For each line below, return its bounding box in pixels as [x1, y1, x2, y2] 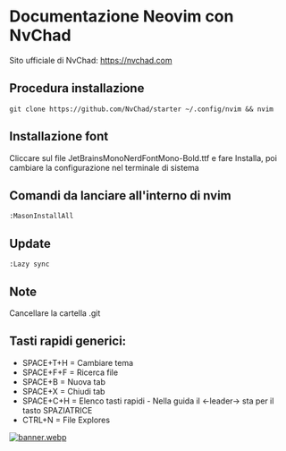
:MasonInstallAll [9, 212, 74, 221]
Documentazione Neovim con [9, 6, 234, 27]
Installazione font [9, 129, 109, 144]
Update [9, 235, 52, 251]
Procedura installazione [9, 81, 145, 96]
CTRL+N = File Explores [21, 414, 110, 425]
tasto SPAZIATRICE [21, 404, 93, 415]
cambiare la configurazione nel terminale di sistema [9, 162, 199, 173]
